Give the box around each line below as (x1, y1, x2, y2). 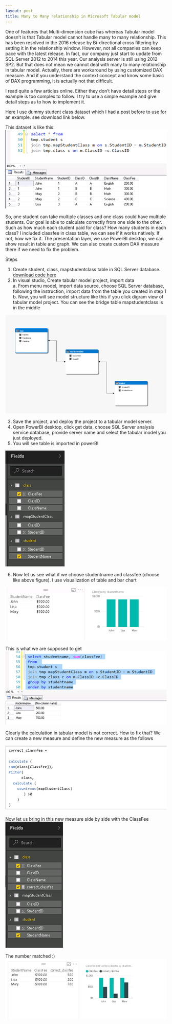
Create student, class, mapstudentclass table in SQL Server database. (12, 266, 161, 272)
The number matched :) (5, 953, 55, 959)
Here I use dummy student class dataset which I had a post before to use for (5, 109, 167, 115)
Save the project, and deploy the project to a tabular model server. (12, 418, 153, 425)
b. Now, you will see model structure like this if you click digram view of (12, 293, 164, 299)
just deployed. (12, 435, 43, 441)
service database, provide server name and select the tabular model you (12, 429, 166, 435)
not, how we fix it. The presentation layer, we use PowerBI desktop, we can (5, 235, 164, 241)
